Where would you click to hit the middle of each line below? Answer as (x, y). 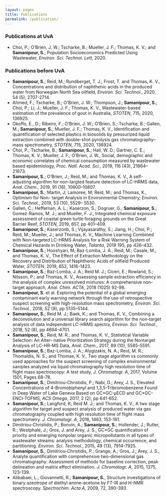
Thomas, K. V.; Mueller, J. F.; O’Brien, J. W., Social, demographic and (82, 155)
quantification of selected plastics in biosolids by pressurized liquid (81, 134)
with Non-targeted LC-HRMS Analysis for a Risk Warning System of (81, 240)
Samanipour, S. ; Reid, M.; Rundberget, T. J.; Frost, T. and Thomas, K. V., (86, 81)
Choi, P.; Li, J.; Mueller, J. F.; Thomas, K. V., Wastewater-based (76, 108)
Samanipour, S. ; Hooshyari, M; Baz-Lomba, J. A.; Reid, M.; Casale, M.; (84, 250)
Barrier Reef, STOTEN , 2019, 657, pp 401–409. (59, 224)
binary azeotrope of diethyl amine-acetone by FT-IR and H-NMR (78, 483)
